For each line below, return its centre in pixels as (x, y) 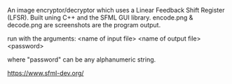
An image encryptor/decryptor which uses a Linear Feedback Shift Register (116, 10)
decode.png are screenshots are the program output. (84, 25)
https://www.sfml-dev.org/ (46, 73)
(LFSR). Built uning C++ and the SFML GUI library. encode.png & (100, 17)
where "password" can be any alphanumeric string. (82, 59)
